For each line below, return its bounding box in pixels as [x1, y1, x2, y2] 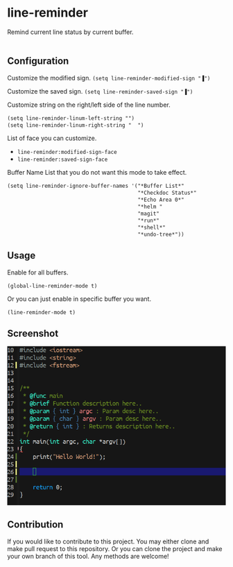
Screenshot [7, 327, 59, 339]
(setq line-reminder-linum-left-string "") [7, 114, 135, 122]
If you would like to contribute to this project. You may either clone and [7, 537, 209, 546]
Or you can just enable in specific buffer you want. [7, 295, 151, 303]
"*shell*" [137, 224, 166, 231]
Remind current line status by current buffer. [7, 28, 134, 36]
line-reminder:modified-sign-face [17, 148, 117, 155]
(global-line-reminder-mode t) [7, 282, 98, 289]
